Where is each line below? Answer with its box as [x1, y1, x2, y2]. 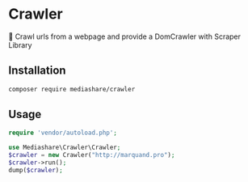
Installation [8, 64, 66, 78]
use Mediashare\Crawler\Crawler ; [8, 143, 121, 152]
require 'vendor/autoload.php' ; [8, 129, 117, 138]
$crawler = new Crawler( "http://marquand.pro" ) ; [8, 151, 175, 159]
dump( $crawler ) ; [8, 166, 63, 174]
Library [8, 40, 32, 49]
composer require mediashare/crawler [8, 85, 136, 93]
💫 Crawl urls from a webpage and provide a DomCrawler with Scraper [8, 32, 241, 41]
